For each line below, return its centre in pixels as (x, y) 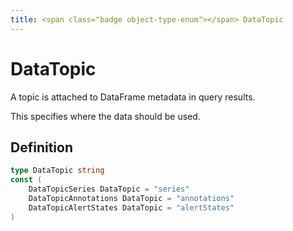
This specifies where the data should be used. (105, 116)
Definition (41, 147)
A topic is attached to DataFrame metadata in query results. (133, 97)
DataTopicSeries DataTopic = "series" (109, 189)
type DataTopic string (57, 171)
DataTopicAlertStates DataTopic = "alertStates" (131, 207)
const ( (26, 180)
